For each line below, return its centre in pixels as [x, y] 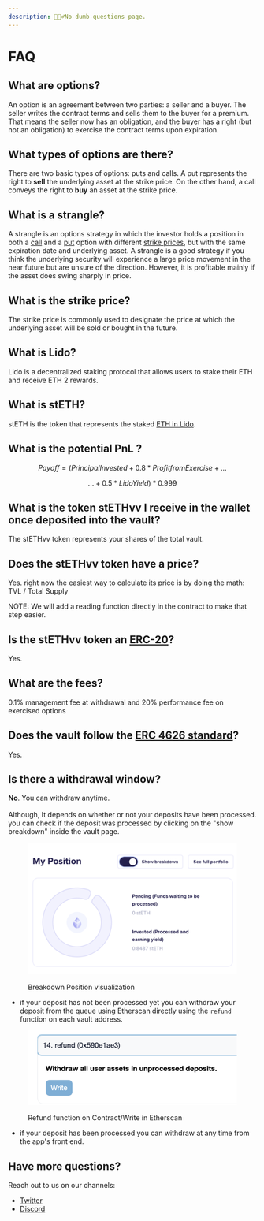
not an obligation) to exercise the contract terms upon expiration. [113, 129]
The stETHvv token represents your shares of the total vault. [106, 539]
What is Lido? [42, 353]
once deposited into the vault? [84, 520]
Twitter [31, 1200]
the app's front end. [52, 1141]
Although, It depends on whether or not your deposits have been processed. [132, 815]
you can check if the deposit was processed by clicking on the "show [121, 823]
